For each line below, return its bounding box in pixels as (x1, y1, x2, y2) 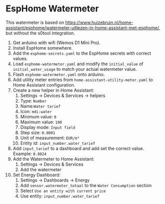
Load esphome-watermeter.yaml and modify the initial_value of (12, 61, 144, 67)
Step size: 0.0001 (20, 129, 56, 135)
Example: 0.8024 (12, 150, 47, 157)
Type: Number (20, 98, 47, 103)
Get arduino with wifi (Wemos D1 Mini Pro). (12, 39, 101, 45)
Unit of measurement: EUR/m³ (20, 135, 80, 141)
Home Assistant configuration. (12, 82, 76, 88)
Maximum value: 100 (20, 119, 62, 125)
